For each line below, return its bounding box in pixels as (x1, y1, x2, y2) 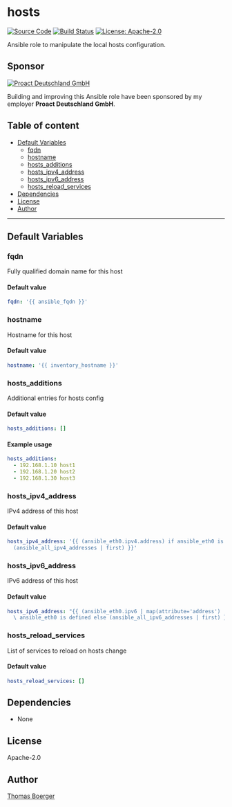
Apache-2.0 (7, 754, 41, 762)
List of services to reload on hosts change (7, 646, 127, 655)
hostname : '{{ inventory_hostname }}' (7, 361, 119, 369)
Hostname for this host (7, 330, 72, 339)
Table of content (7, 120, 79, 132)
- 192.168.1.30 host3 (13, 475, 76, 482)
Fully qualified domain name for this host (7, 267, 123, 275)
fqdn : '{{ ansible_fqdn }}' (7, 298, 88, 305)
